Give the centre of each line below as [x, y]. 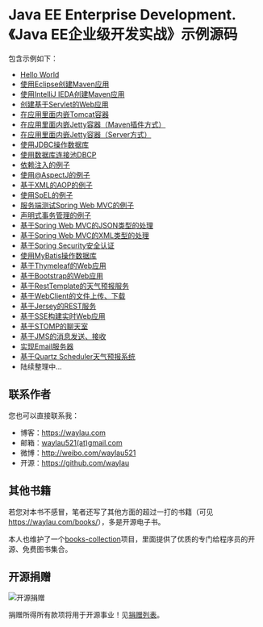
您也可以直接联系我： [44, 415]
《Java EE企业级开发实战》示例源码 [123, 35]
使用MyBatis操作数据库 [58, 255]
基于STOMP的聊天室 [54, 326]
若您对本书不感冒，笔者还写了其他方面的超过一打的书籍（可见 [111, 512]
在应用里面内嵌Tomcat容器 [64, 114]
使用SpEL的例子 [46, 194]
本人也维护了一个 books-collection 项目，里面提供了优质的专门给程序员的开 [132, 539]
